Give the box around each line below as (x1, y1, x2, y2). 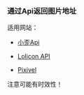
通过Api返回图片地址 (7, 6, 77, 15)
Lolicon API (17, 52, 50, 61)
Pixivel (17, 66, 37, 74)
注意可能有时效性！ (7, 80, 63, 89)
